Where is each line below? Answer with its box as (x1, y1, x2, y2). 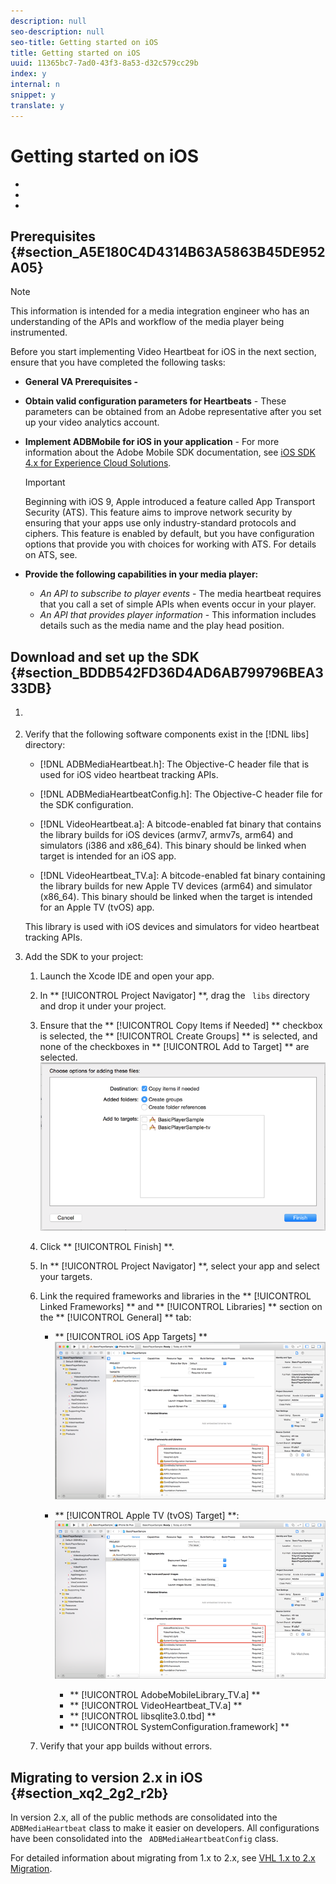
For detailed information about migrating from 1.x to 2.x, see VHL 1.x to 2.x (10, 1852, 316, 1864)
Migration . (10, 1863, 53, 1875)
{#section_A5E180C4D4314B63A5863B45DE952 (10, 243, 326, 260)
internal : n (10, 80, 60, 90)
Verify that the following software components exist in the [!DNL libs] (24, 728, 310, 740)
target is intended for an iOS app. (39, 850, 177, 862)
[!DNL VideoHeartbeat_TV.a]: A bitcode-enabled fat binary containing (39, 869, 326, 881)
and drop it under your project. (39, 1000, 167, 1012)
